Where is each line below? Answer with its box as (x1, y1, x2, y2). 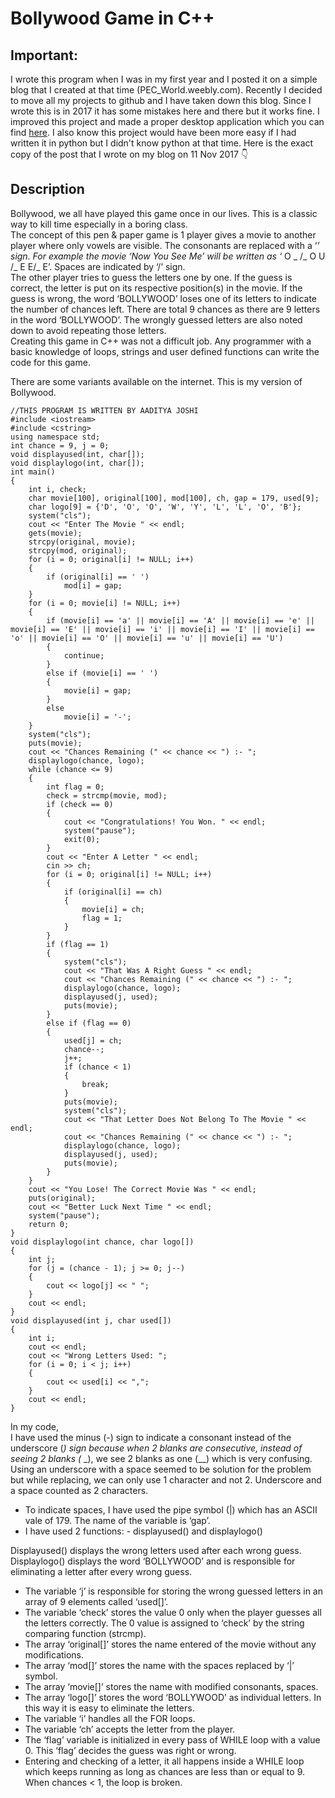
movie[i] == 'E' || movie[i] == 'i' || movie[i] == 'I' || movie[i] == (10, 624, 315, 634)
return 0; (28, 1219, 70, 1229)
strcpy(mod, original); (28, 545, 128, 556)
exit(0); (63, 834, 101, 844)
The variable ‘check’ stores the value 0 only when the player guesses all (24, 1606, 322, 1618)
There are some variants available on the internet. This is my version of (10, 375, 303, 387)
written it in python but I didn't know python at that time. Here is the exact (10, 137, 314, 149)
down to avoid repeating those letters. (10, 324, 167, 336)
